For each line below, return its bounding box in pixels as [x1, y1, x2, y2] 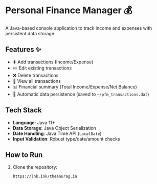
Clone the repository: [12, 164, 58, 170]
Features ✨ [5, 45, 41, 54]
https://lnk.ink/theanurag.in [12, 174, 78, 179]
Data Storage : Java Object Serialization [12, 125, 96, 131]
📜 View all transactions [12, 78, 61, 84]
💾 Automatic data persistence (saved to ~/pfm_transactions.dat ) [12, 91, 149, 97]
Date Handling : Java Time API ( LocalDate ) [12, 130, 102, 136]
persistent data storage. [5, 30, 56, 36]
